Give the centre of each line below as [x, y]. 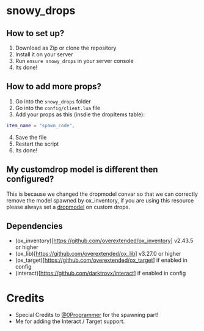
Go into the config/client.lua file [58, 108]
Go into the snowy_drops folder [53, 101]
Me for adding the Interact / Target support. [70, 321]
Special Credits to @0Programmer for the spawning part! [87, 315]
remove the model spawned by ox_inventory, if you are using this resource [100, 200]
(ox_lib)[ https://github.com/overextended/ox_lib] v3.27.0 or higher [98, 254]
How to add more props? [54, 87]
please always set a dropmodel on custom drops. [68, 207]
